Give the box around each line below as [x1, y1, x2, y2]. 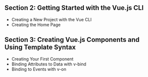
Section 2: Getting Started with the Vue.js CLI [4, 4, 144, 12]
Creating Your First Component [11, 56, 74, 62]
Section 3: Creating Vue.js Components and [4, 36, 140, 44]
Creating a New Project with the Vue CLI [11, 16, 92, 22]
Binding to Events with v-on [11, 66, 67, 72]
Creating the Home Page [11, 22, 61, 27]
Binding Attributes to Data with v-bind [11, 61, 86, 67]
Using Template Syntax [4, 43, 76, 51]
